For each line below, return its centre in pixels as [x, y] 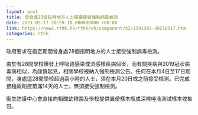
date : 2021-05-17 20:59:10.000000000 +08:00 [62, 23]
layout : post [22, 12]
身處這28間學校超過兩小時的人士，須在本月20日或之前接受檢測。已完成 [103, 79]
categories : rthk [27, 34]
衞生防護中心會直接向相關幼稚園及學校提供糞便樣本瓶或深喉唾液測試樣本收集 [99, 99]
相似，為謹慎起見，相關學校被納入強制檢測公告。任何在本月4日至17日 [101, 71]
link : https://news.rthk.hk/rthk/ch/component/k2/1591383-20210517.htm [96, 28]
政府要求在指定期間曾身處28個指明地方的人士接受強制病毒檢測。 [85, 52]
